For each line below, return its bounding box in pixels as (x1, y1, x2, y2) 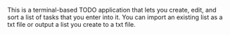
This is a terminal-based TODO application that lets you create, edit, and (7, 6, 217, 14)
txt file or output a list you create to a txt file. (7, 21, 136, 28)
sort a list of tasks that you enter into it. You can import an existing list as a (7, 13, 223, 21)
